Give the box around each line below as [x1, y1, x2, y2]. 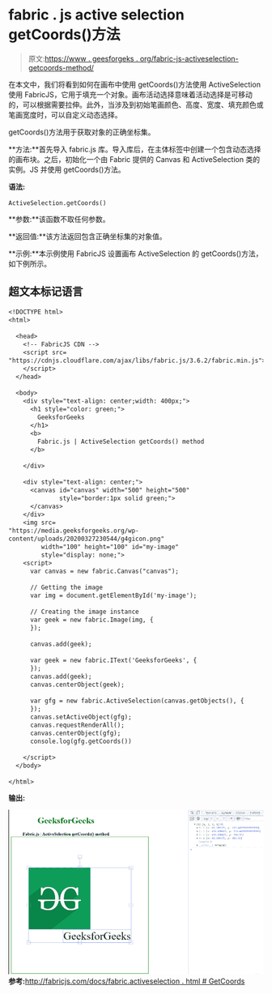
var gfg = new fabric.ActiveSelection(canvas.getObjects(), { [29, 697, 244, 705]
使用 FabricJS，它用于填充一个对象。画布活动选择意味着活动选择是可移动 [8, 89, 253, 99]
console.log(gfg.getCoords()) [29, 737, 132, 745]
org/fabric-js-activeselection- [139, 53, 239, 63]
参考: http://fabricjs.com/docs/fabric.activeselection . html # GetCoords [8, 976, 245, 986]
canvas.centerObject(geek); [29, 680, 125, 689]
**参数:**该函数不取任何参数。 [8, 214, 111, 224]
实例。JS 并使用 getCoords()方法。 [8, 164, 125, 174]
